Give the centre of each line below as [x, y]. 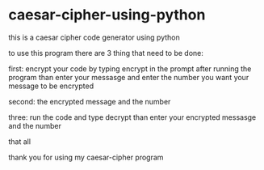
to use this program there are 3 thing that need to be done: [106, 53]
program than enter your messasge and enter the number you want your [129, 77]
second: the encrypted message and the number [90, 101]
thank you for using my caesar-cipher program [86, 157]
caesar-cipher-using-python [107, 15]
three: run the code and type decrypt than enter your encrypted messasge [132, 117]
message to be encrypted [51, 86]
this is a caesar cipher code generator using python [94, 37]
